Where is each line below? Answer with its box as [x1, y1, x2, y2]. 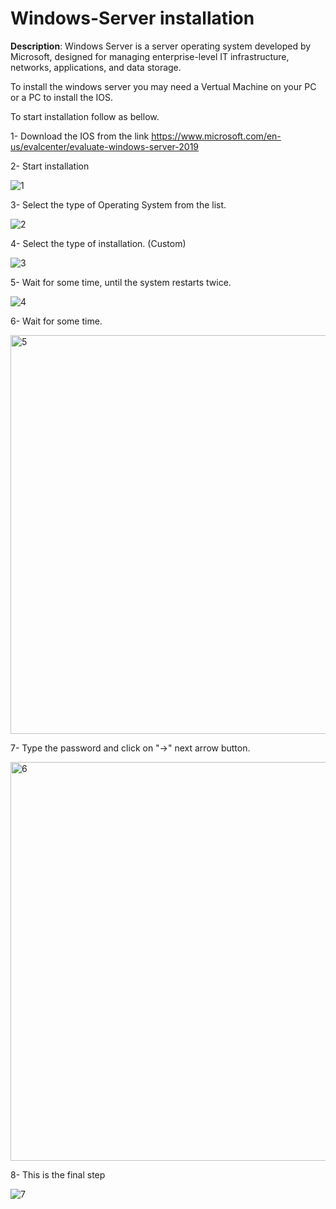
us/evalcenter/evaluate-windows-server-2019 [10, 140, 200, 152]
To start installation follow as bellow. [10, 110, 160, 122]
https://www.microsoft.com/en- [151, 130, 282, 142]
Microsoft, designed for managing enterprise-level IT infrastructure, [10, 50, 290, 62]
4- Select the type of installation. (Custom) [10, 237, 187, 249]
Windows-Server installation [10, 7, 255, 30]
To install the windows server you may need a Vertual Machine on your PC [10, 80, 317, 92]
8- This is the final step [10, 1168, 106, 1181]
